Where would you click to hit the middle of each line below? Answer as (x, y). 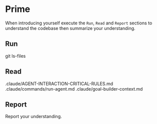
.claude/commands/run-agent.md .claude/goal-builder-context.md (74, 89)
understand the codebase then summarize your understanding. (70, 28)
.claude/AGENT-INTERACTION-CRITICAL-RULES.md (59, 84)
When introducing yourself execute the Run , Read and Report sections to (79, 23)
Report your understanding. (33, 117)
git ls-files (15, 56)
